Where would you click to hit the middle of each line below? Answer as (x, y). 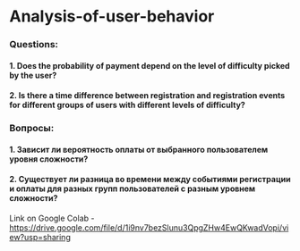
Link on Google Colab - (52, 218)
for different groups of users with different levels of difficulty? (128, 105)
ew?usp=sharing (40, 238)
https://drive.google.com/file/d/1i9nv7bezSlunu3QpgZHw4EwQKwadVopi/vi (149, 228)
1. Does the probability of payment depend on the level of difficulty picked (150, 65)
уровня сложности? (49, 159)
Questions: (34, 45)
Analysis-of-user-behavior (112, 17)
